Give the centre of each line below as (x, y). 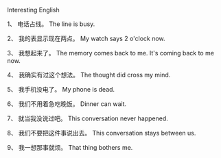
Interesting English (33, 10)
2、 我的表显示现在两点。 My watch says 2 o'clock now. (86, 38)
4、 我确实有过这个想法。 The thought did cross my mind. (89, 75)
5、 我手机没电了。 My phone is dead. (61, 89)
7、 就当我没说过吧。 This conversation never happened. (88, 118)
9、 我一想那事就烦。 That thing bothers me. (70, 147)
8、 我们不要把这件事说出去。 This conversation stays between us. (102, 133)
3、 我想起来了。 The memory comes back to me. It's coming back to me (111, 53)
